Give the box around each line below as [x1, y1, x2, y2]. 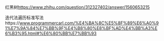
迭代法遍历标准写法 [5, 15, 44, 20]
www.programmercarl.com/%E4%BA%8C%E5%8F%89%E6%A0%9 [19, 20, 159, 26]
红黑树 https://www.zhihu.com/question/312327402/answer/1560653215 [5, 4, 150, 10]
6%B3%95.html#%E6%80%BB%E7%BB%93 [5, 31, 97, 36]
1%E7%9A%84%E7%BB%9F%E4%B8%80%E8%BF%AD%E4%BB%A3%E [5, 25, 158, 31]
